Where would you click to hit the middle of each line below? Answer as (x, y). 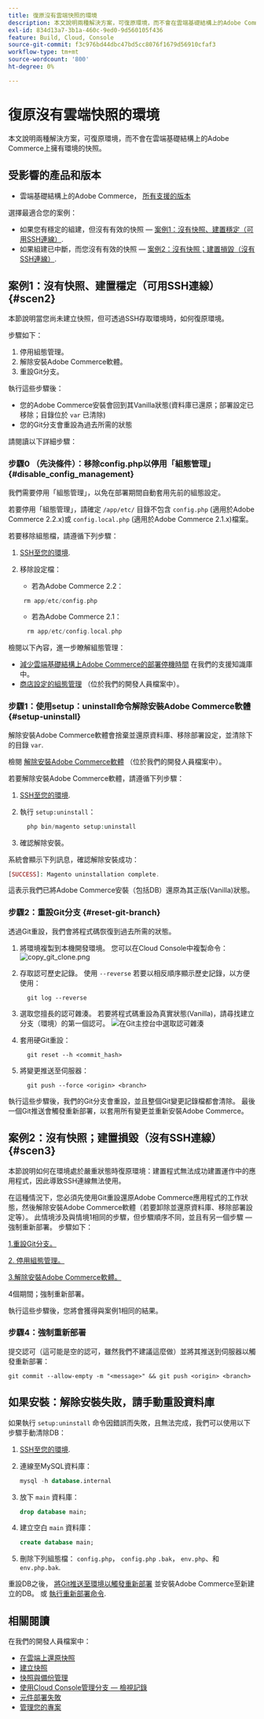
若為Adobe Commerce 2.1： (76, 617)
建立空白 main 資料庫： (56, 1528)
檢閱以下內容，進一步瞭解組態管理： (67, 648)
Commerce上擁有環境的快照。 (57, 148)
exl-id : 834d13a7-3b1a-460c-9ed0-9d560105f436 (86, 30)
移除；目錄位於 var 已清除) (62, 415)
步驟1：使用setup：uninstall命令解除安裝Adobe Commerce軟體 (130, 707)
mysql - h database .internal (65, 1481)
